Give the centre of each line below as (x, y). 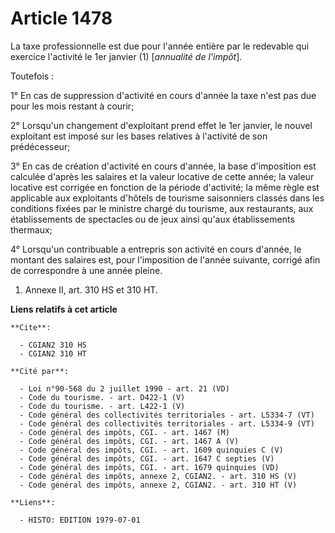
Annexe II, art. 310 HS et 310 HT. (91, 289)
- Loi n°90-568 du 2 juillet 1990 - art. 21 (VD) (124, 388)
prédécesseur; (40, 146)
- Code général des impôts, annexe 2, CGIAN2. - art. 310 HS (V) (158, 476)
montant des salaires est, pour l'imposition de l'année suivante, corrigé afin (165, 259)
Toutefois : (32, 76)
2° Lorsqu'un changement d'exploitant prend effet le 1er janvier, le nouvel (161, 125)
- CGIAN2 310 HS (53, 345)
